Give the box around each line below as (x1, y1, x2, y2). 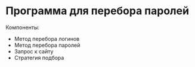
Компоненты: (5, 24, 40, 31)
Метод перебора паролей (14, 42, 81, 49)
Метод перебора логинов (14, 35, 80, 42)
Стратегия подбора (14, 54, 64, 61)
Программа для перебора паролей (5, 4, 189, 18)
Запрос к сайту (14, 47, 54, 55)
